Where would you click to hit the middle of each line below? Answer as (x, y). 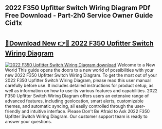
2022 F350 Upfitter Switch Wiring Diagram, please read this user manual (78, 80)
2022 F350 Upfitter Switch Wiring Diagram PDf (78, 8)
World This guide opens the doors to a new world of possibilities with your (80, 70)
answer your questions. (29, 121)
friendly (13, 111)
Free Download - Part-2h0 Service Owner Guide (79, 16)
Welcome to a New (136, 65)
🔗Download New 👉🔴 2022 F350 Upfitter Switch (79, 43)
